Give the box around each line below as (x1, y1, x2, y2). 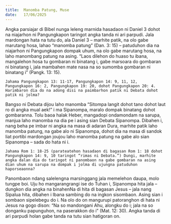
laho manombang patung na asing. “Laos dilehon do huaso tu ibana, (5, 53, 149, 59)
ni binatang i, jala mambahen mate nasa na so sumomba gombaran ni (5, 64, 151, 70)
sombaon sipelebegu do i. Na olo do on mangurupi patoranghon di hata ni (5, 197, 160, 203)
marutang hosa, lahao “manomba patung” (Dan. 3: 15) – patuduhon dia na (5, 42, 159, 48)
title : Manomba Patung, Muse (5, 7, 70, 13)
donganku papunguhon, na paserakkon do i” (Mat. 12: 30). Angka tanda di (5, 207, 160, 213)
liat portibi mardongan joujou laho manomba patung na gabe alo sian (5, 133, 149, 139)
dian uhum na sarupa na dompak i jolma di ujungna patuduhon (5, 162, 138, 167)
